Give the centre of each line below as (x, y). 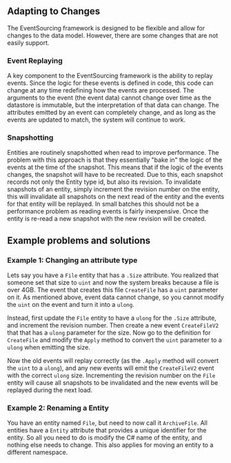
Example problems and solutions (79, 240)
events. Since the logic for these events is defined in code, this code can (110, 83)
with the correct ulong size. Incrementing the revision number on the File (111, 375)
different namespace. (38, 453)
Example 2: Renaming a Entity (58, 408)
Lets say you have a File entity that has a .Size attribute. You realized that (113, 275)
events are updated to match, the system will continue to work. (97, 120)
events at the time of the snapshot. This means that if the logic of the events (115, 167)
